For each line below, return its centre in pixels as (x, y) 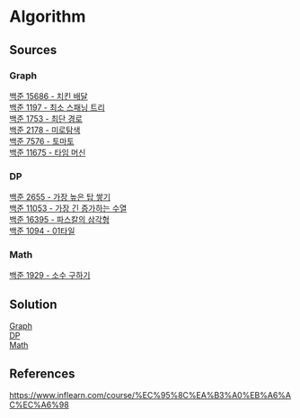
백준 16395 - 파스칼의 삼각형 (60, 220)
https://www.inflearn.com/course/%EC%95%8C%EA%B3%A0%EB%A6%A (150, 395)
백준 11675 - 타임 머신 (48, 152)
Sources (33, 50)
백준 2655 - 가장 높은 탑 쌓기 (60, 197)
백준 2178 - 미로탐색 (45, 130)
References (42, 373)
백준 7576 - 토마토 (42, 141)
